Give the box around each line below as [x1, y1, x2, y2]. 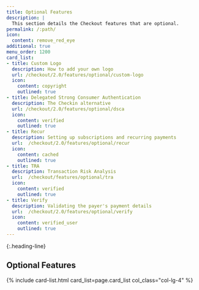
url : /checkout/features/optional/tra [12, 174, 114, 181]
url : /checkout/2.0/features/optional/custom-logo [12, 72, 144, 78]
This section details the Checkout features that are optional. [12, 20, 179, 26]
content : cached [17, 151, 59, 158]
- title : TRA [6, 163, 40, 169]
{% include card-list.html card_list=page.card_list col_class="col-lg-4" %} [6, 277, 193, 284]
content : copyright [17, 83, 67, 90]
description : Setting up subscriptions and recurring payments [12, 134, 176, 141]
